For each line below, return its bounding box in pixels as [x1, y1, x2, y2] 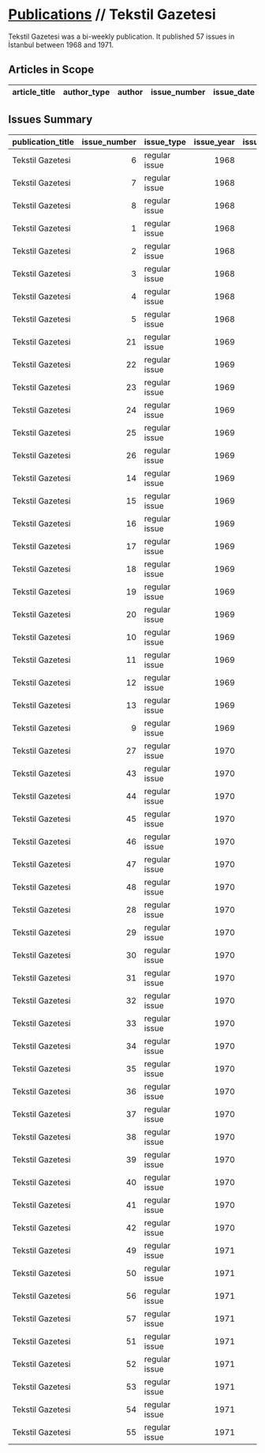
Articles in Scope [8, 63, 95, 77]
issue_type [144, 136, 187, 147]
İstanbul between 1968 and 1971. [8, 40, 114, 49]
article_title [12, 86, 56, 97]
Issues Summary [8, 113, 93, 126]
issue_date [212, 86, 255, 97]
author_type [62, 86, 110, 97]
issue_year [193, 136, 235, 147]
